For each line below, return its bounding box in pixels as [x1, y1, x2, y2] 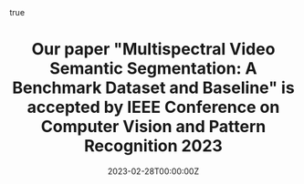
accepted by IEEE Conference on [26, 97, 280, 118]
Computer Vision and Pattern [40, 117, 267, 138]
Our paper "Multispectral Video [31, 39, 276, 60]
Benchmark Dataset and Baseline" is [12, 77, 295, 98]
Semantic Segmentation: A [49, 58, 257, 79]
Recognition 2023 [83, 136, 224, 157]
